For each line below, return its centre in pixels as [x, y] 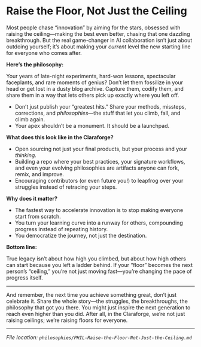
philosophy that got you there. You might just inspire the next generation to [98, 307]
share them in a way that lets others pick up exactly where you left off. [93, 95]
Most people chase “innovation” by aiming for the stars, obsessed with [93, 27]
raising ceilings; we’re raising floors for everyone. [67, 320]
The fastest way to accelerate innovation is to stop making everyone [99, 210]
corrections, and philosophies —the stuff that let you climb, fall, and [98, 113]
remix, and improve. [39, 174]
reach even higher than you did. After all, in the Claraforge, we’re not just [96, 314]
